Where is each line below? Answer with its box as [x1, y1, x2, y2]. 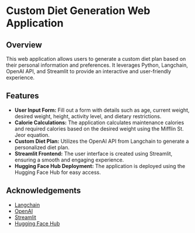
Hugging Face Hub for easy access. [14, 169, 101, 176]
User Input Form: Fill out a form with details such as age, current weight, [14, 107, 190, 114]
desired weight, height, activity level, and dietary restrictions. [14, 112, 162, 119]
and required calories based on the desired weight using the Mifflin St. [14, 125, 184, 132]
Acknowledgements [6, 186, 81, 196]
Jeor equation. [14, 131, 50, 138]
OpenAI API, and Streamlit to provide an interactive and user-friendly [6, 68, 171, 74]
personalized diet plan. [14, 143, 70, 150]
